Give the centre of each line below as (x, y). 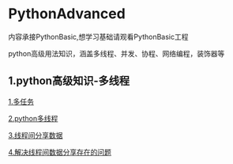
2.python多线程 (33, 118)
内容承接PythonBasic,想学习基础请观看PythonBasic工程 (98, 36)
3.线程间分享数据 (36, 135)
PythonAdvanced (67, 14)
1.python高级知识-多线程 (69, 81)
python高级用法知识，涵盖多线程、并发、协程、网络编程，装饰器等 (116, 53)
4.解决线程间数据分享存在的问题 (60, 152)
